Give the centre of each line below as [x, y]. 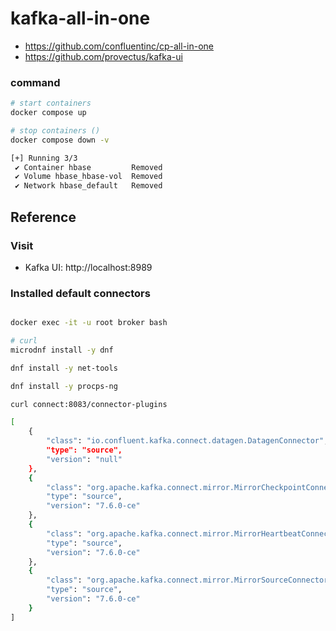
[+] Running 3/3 [44, 158]
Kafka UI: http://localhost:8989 [88, 267]
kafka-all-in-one [80, 18]
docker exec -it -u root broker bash [89, 323]
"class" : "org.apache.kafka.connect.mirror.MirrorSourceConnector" [189, 580]
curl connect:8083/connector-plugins [89, 404]
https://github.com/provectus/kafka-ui [103, 56]
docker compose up [48, 113]
